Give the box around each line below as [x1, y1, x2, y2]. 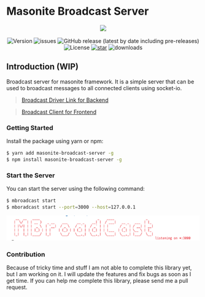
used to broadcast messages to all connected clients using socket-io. [6, 84, 182, 91]
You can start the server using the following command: [6, 185, 145, 193]
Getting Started [6, 123, 53, 132]
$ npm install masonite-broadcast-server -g [6, 156, 122, 163]
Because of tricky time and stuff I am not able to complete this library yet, [6, 264, 192, 271]
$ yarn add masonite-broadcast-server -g [6, 150, 114, 156]
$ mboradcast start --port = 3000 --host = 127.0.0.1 [6, 204, 136, 210]
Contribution [6, 250, 45, 258]
